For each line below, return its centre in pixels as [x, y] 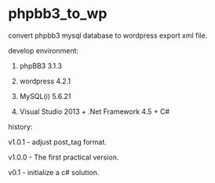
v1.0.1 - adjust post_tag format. [58, 141]
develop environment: [44, 50]
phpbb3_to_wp [58, 14]
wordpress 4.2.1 [45, 81]
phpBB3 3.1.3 [41, 66]
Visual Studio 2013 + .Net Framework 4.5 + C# [95, 112]
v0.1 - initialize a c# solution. [54, 172]
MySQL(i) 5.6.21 [45, 96]
